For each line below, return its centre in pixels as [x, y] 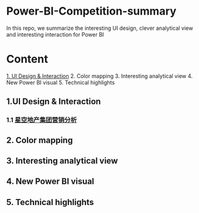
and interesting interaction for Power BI [55, 34]
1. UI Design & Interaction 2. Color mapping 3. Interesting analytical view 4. [99, 76]
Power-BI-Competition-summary [92, 11]
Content [27, 59]
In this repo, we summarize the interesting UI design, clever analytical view [100, 28]
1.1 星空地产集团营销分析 [42, 120]
